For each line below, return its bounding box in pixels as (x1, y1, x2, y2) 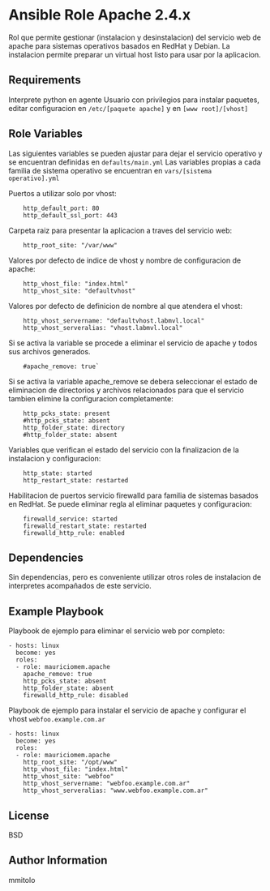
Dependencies (8, 550, 84, 564)
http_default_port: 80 (23, 204, 100, 212)
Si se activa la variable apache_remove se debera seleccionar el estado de (8, 376, 258, 386)
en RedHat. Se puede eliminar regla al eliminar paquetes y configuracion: (8, 499, 253, 508)
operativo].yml (8, 174, 60, 182)
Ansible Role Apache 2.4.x (8, 6, 191, 24)
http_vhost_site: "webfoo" (23, 773, 114, 781)
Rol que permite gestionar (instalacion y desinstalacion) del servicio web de (8, 32, 262, 42)
